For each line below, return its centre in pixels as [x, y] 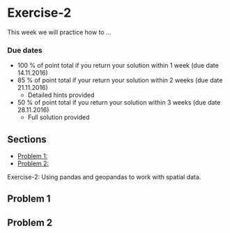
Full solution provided [59, 117]
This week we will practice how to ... [59, 32]
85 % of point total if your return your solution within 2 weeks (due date [120, 80]
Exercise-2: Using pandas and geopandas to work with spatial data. [104, 177]
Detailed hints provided [61, 95]
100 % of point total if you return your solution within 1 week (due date [118, 66]
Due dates [25, 50]
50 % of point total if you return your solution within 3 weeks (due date [119, 103]
